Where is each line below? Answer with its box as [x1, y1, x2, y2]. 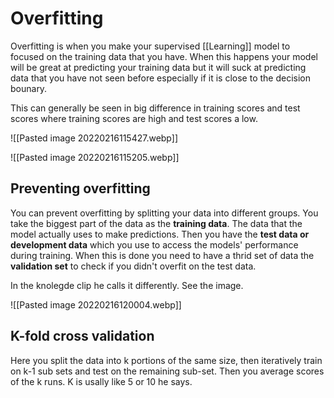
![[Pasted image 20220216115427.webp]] [10, 132, 178, 144]
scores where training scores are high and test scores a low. [10, 112, 258, 124]
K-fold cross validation [10, 328, 155, 345]
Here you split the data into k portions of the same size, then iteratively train [10, 354, 323, 366]
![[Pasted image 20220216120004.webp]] [10, 298, 182, 311]
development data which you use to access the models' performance [10, 238, 299, 251]
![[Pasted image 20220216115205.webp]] [10, 151, 180, 163]
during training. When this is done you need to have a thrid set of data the [10, 249, 315, 261]
